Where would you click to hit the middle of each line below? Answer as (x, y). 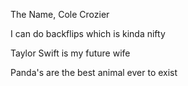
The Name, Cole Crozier (60, 14)
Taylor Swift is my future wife (70, 53)
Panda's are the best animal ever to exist (94, 72)
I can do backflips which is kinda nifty (88, 33)
